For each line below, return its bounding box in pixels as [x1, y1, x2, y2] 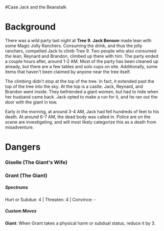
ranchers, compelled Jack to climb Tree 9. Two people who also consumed [5, 48, 157, 53]
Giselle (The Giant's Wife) [5, 159, 68, 166]
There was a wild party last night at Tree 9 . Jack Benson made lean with [5, 37, 152, 43]
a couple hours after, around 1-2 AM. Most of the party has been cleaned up [5, 58, 159, 64]
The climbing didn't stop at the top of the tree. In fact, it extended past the [5, 78, 155, 84]
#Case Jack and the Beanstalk [5, 4, 67, 10]
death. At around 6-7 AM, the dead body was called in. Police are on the [5, 114, 151, 120]
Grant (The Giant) [5, 172, 47, 179]
